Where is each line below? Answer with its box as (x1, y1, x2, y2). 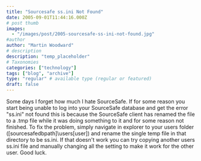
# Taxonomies (6, 59, 39, 65)
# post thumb (6, 20, 39, 26)
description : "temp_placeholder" (6, 53, 90, 59)
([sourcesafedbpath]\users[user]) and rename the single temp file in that (6, 130, 187, 137)
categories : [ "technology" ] (6, 64, 77, 71)
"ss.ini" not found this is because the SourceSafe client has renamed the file (6, 111, 196, 118)
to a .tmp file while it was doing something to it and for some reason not (6, 117, 184, 124)
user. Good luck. (6, 149, 47, 156)
